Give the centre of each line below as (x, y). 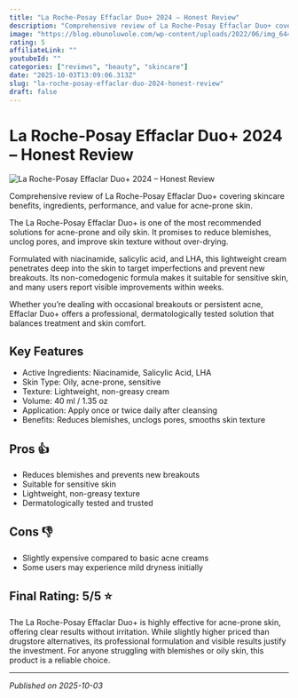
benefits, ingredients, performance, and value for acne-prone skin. (131, 206)
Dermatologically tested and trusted (87, 504)
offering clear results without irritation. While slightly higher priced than (140, 631)
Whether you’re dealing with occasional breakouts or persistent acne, (136, 305)
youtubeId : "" (35, 59)
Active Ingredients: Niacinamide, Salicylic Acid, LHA (117, 373)
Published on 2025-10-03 (56, 686)
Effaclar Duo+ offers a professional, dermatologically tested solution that (142, 314)
